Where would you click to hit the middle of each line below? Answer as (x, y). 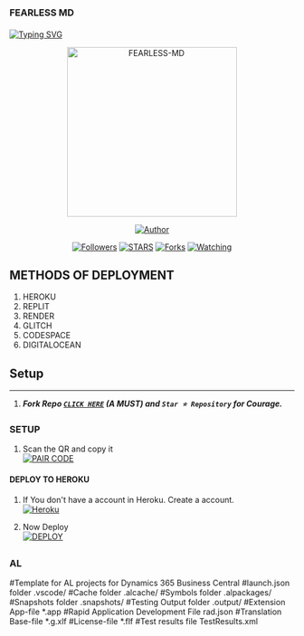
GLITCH (37, 326)
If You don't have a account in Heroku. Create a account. (128, 499)
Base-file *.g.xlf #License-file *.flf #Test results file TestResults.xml (134, 622)
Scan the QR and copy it (67, 449)
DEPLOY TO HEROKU (50, 479)
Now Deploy (46, 527)
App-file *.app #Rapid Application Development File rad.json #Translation (146, 612)
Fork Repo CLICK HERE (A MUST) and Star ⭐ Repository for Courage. (152, 403)
